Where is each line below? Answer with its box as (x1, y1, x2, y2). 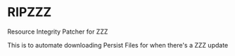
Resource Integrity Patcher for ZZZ (7, 27, 108, 36)
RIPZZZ (7, 4, 52, 20)
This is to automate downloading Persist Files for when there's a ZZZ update (7, 41, 229, 49)
